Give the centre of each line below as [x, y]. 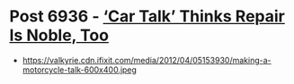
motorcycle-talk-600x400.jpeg [80, 70]
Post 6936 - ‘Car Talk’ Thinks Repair [147, 17]
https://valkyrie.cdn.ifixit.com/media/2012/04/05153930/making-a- [147, 60]
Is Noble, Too [59, 35]
